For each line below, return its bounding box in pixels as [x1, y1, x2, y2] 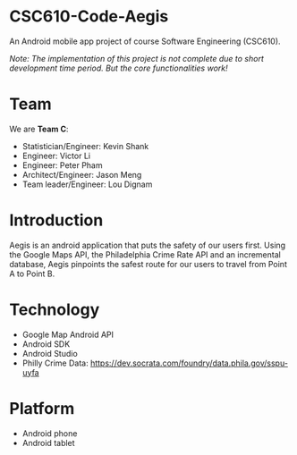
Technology [9, 299, 100, 319]
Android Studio [21, 348, 78, 358]
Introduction [9, 210, 104, 231]
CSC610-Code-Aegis [9, 6, 169, 27]
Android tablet [21, 437, 75, 448]
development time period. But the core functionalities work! [9, 63, 228, 73]
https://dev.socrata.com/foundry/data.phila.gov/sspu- [89, 358, 289, 368]
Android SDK [21, 338, 71, 350]
